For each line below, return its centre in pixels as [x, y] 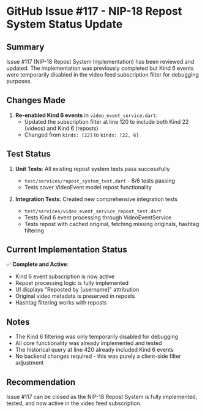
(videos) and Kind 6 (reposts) [61, 128]
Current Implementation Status [67, 250]
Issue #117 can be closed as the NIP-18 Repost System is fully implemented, [102, 397]
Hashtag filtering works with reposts [61, 303]
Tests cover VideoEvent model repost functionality [88, 187]
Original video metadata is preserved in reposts [75, 296]
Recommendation [41, 382]
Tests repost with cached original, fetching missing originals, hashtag [112, 224]
